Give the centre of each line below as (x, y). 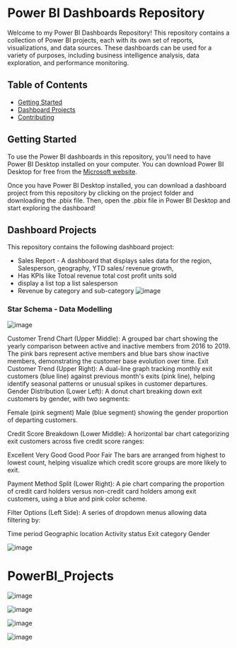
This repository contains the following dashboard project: (91, 247)
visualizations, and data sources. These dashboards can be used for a (110, 47)
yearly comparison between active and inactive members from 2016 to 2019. (119, 346)
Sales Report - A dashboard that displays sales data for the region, (115, 261)
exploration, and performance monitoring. (68, 62)
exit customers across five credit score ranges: (76, 441)
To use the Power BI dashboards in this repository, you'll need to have (109, 157)
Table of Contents (48, 85)
